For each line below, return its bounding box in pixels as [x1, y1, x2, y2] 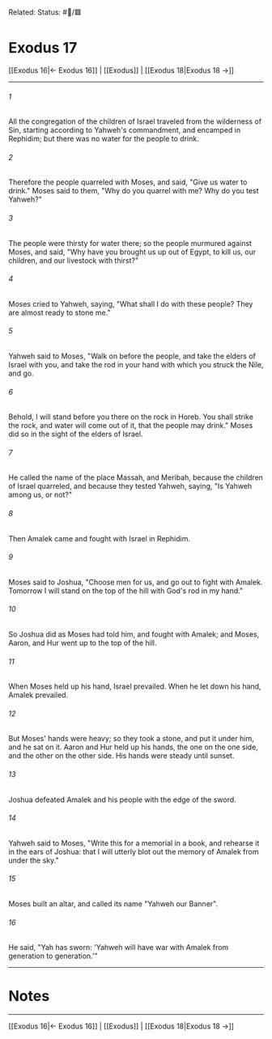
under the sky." [8, 855, 59, 865]
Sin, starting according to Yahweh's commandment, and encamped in [8, 125, 241, 135]
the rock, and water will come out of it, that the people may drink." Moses [8, 421, 253, 430]
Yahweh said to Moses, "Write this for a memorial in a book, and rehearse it [8, 838, 260, 848]
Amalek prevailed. [8, 690, 69, 700]
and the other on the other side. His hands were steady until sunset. [8, 751, 235, 761]
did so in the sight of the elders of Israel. [8, 429, 143, 439]
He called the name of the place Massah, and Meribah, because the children [8, 473, 263, 482]
